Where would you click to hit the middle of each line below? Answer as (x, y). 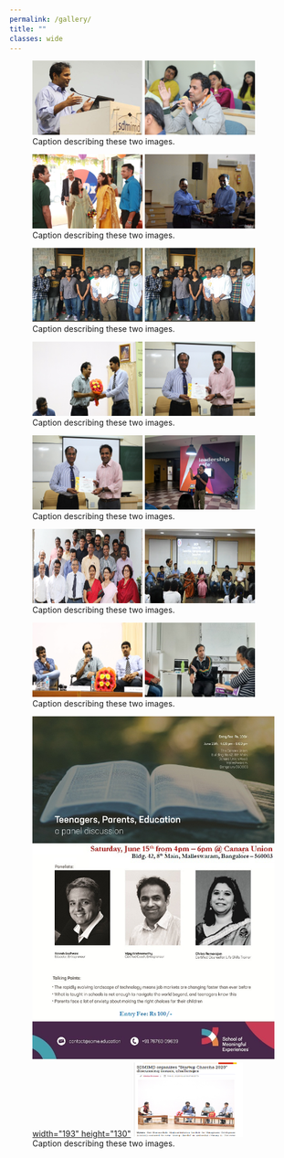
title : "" (28, 29)
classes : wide (37, 38)
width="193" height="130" (82, 1133)
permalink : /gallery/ (51, 19)
